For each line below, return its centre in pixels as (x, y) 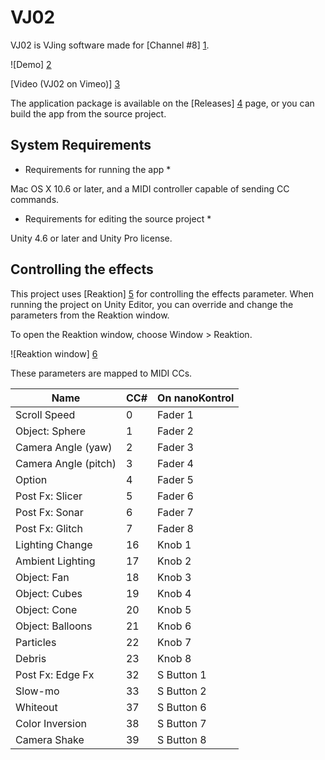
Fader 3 (175, 447)
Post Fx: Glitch (49, 528)
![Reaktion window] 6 (54, 353)
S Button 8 (182, 739)
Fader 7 (175, 512)
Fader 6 (175, 496)
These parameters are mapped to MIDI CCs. (101, 373)
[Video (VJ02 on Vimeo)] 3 (65, 83)
